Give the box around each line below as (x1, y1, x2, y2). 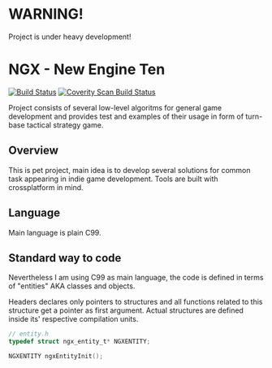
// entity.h (8, 330, 49, 338)
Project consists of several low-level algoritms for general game (8, 102, 222, 112)
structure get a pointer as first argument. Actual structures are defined (8, 305, 244, 315)
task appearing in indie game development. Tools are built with (8, 174, 218, 184)
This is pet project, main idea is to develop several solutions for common (8, 165, 251, 175)
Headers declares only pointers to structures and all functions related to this (8, 297, 263, 307)
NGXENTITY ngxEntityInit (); (8, 353, 104, 361)
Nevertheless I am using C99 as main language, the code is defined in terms (8, 273, 264, 283)
